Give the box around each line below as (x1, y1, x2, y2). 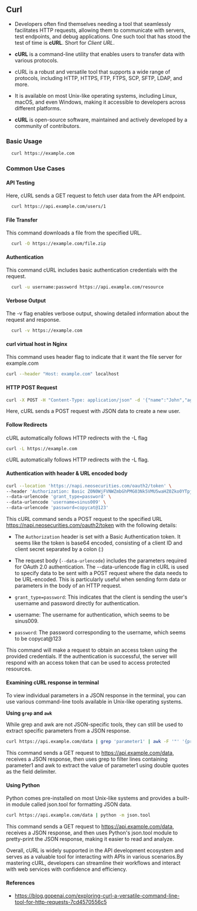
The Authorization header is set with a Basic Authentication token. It (14, 533, 181, 540)
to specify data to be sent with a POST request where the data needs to (14, 570, 188, 577)
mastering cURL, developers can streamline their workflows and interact (6, 860, 181, 867)
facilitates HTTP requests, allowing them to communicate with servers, (14, 27, 186, 34)
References (6, 879, 35, 886)
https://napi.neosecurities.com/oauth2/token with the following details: (6, 521, 177, 529)
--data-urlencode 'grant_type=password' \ (6, 494, 111, 500)
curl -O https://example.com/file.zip (11, 241, 107, 247)
